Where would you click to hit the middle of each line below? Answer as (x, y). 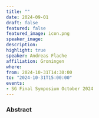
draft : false (22, 23)
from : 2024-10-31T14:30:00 (39, 72)
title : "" (18, 12)
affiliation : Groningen (35, 61)
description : (22, 45)
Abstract (19, 109)
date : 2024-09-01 (27, 17)
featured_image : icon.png (38, 34)
